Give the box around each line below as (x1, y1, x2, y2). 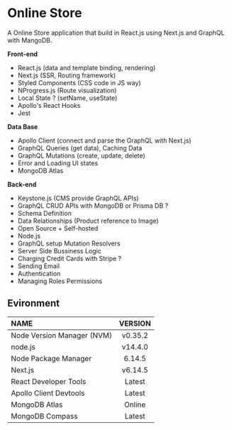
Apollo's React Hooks (17, 101, 81, 109)
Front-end (7, 50, 38, 58)
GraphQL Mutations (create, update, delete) (17, 151, 145, 160)
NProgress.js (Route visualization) (17, 86, 117, 94)
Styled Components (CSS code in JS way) (17, 78, 141, 87)
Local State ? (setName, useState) (17, 94, 118, 102)
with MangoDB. (7, 35, 53, 44)
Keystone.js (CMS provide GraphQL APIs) (17, 194, 140, 202)
